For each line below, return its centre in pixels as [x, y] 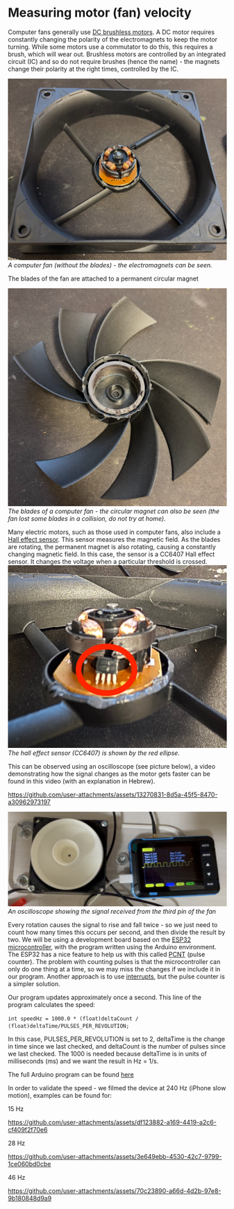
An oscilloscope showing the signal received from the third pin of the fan [112, 912]
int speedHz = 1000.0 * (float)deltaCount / [73, 1019]
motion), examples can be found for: [60, 1096]
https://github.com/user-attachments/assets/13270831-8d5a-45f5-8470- [113, 794]
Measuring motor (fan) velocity [100, 13]
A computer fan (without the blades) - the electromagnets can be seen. [110, 265]
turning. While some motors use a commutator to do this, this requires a [111, 47]
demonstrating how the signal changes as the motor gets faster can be [109, 774]
